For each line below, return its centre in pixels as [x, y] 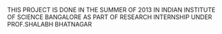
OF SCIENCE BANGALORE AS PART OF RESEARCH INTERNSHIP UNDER [110, 17]
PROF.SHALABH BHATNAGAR [50, 24]
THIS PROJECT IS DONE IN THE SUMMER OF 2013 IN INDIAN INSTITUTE [111, 10]
